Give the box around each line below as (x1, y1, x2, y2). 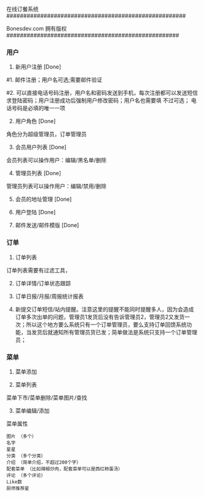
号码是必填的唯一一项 (11, 105, 65, 112)
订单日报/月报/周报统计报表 (15, 293, 84, 300)
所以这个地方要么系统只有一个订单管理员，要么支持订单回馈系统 (26, 321, 187, 328)
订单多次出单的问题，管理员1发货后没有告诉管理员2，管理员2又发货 (15, 313, 185, 320)
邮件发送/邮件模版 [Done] (15, 222, 79, 229)
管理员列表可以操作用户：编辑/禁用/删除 (6, 182, 107, 190)
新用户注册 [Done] (15, 63, 61, 70)
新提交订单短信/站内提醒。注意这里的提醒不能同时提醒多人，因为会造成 (15, 305, 194, 313)
